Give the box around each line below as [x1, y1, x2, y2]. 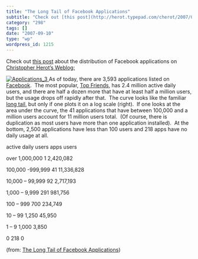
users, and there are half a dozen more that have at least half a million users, [6, 88, 192, 95]
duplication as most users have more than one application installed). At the [6, 119, 189, 126]
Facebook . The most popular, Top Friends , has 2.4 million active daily [6, 81, 176, 88]
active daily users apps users [6, 143, 77, 150]
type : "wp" [6, 36, 33, 42]
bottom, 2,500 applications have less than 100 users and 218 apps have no [6, 125, 187, 133]
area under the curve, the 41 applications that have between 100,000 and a [6, 107, 188, 114]
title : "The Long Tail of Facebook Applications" [6, 8, 131, 15]
